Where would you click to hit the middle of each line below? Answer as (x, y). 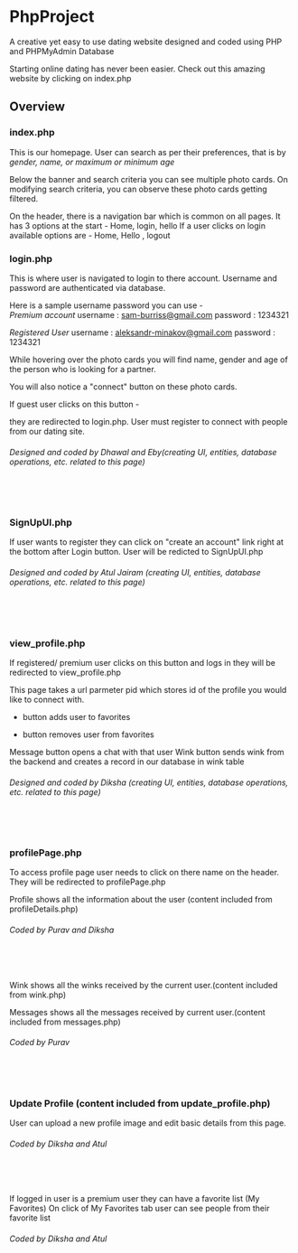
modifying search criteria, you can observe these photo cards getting (139, 189)
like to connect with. (47, 699)
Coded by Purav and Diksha (62, 930)
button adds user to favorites (76, 716)
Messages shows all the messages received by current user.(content (138, 1012)
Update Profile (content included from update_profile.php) (140, 1103)
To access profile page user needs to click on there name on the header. (144, 873)
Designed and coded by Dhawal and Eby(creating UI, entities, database (143, 452)
